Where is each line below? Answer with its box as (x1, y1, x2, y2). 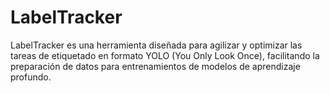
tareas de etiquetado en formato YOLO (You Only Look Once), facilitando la (10, 49, 320, 61)
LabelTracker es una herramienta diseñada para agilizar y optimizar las (10, 39, 303, 51)
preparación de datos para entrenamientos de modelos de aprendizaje (10, 60, 301, 72)
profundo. (10, 71, 52, 83)
